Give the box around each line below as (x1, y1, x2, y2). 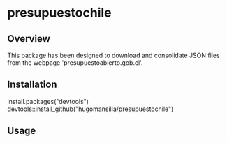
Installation (7, 79, 57, 91)
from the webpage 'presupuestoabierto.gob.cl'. (7, 59, 143, 67)
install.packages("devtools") (7, 97, 89, 105)
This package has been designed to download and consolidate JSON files (7, 51, 220, 59)
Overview (7, 33, 51, 45)
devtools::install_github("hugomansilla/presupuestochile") (7, 105, 174, 113)
